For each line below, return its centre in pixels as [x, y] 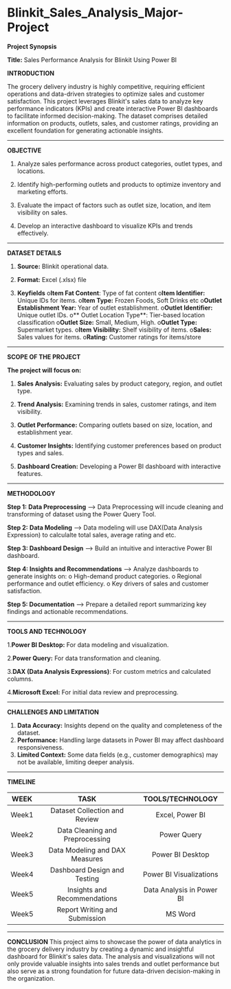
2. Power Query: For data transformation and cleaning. [84, 658]
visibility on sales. [42, 212]
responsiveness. [40, 747]
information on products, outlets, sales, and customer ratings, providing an [113, 123]
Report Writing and [87, 910]
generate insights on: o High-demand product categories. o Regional [104, 576]
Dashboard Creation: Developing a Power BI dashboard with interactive [119, 466]
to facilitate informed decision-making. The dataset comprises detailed [108, 116]
